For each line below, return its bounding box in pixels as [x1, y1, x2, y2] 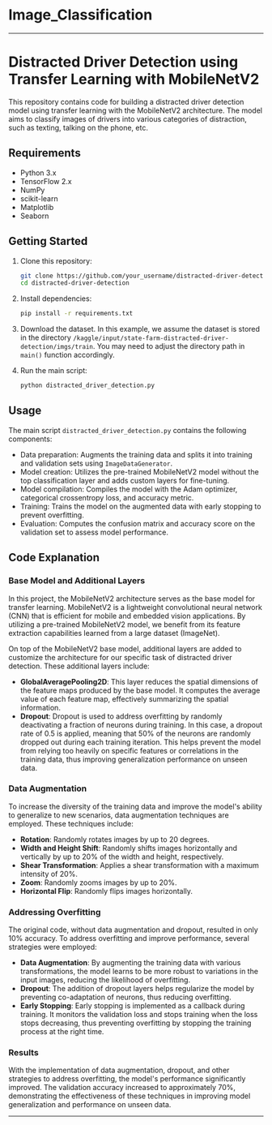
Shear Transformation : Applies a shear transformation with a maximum [19, 860, 259, 870]
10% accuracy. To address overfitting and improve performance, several [8, 934, 249, 943]
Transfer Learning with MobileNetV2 [8, 71, 260, 88]
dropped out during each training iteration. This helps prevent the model [19, 736, 261, 747]
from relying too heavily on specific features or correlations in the [19, 745, 239, 755]
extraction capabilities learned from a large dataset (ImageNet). [8, 628, 220, 638]
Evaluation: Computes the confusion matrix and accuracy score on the [19, 518, 256, 528]
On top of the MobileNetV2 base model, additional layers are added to [8, 643, 242, 654]
